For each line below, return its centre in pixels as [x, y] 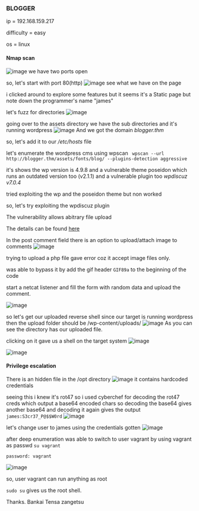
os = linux [18, 44]
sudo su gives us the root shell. [44, 490]
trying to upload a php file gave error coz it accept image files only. [88, 258]
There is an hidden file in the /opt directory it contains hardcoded [97, 379]
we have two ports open [58, 71]
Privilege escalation [31, 366]
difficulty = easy [26, 33]
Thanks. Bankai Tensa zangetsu [45, 501]
